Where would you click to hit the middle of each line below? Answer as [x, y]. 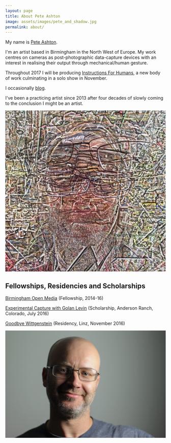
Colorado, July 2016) [27, 314]
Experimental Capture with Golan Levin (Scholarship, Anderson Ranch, [79, 308]
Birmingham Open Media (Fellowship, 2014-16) [54, 298]
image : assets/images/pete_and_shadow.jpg [51, 21]
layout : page [19, 11]
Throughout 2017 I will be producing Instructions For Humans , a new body [83, 73]
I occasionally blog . [26, 88]
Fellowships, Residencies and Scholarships [76, 286]
